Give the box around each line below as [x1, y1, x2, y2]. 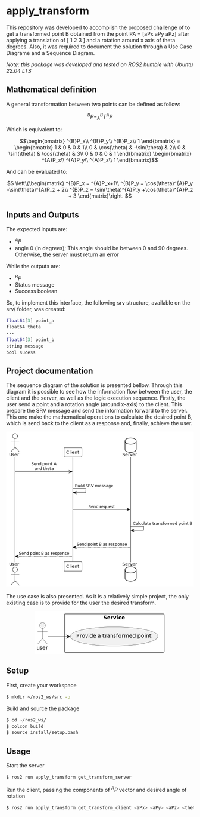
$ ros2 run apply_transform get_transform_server [6, 775, 132, 781]
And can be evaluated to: [6, 168, 68, 176]
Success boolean [14, 288, 58, 295]
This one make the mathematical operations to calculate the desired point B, [6, 413, 193, 420]
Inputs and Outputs [6, 210, 79, 220]
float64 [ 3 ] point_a [6, 318, 55, 324]
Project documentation [6, 365, 93, 376]
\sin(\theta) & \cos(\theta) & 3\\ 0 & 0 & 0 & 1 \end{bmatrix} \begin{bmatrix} [8, 150, 192, 158]
